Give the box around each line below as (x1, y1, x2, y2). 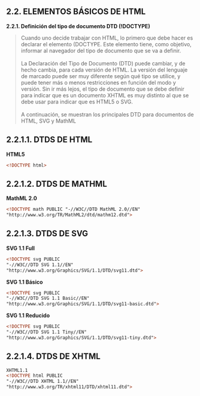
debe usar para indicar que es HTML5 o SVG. (20, 98, 134, 105)
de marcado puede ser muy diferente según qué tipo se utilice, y (20, 72, 181, 79)
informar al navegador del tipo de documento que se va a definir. (20, 47, 181, 54)
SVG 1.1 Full (6, 245, 35, 252)
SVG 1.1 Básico (6, 278, 43, 285)
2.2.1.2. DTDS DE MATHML (6, 178, 108, 189)
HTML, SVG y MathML (20, 117, 77, 124)
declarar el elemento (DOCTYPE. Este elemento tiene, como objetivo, (20, 40, 192, 47)
